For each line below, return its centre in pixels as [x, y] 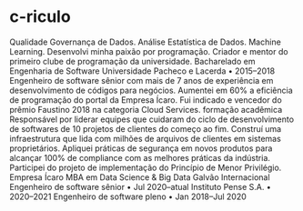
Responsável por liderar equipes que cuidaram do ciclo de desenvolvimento [151, 119]
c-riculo [40, 17]
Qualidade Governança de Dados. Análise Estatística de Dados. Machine [146, 42]
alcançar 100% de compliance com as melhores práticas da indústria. [140, 157]
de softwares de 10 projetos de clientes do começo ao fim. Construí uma [146, 128]
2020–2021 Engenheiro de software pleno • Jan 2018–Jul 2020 [128, 196]
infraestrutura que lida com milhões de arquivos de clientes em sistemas [146, 138]
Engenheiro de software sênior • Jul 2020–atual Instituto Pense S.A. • [140, 186]
